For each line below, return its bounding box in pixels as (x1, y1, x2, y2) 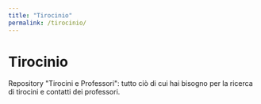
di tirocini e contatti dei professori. (8, 87, 121, 97)
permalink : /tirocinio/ (8, 19, 87, 27)
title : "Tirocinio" (8, 11, 73, 20)
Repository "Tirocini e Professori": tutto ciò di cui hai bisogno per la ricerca (8, 79, 254, 88)
